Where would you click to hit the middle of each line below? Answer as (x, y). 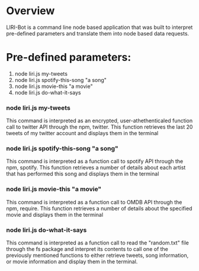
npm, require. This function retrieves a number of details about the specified (99, 208)
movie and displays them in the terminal (55, 214)
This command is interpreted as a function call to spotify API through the (95, 161)
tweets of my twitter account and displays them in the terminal (82, 133)
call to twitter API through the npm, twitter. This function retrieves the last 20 (99, 127)
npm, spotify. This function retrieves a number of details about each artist (96, 168)
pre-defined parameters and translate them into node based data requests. (98, 33)
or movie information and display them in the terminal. (72, 262)
